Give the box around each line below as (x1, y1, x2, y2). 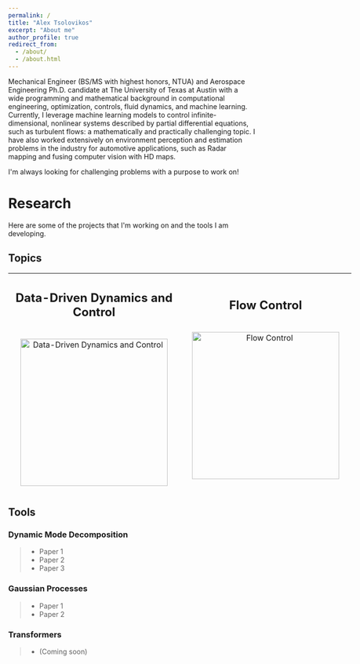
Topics (8, 252, 42, 265)
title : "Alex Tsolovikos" (8, 19, 93, 27)
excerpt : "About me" (8, 26, 76, 34)
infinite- (191, 110, 217, 119)
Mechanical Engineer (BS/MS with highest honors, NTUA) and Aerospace (8, 76, 245, 86)
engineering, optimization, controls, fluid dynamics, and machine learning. (8, 101, 248, 111)
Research (8, 195, 72, 213)
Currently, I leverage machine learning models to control (8, 110, 190, 119)
